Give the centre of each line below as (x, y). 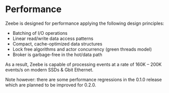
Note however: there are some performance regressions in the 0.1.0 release (84, 79)
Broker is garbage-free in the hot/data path (57, 55)
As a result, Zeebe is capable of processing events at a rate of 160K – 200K (83, 64)
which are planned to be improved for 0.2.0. (51, 85)
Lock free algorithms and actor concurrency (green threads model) (82, 49)
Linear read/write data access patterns (53, 38)
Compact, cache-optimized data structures (57, 43)
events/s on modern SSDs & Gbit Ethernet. (49, 70)
